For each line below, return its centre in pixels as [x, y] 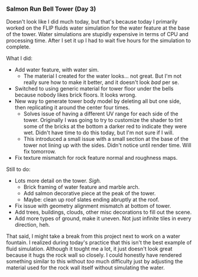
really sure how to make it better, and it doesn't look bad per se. [101, 82]
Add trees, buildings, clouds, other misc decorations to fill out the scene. [103, 212]
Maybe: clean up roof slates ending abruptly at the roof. [91, 199]
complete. [18, 47]
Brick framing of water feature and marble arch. [82, 187]
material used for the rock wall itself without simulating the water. [85, 268]
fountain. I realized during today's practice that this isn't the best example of [99, 243]
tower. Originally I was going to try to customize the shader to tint [103, 120]
